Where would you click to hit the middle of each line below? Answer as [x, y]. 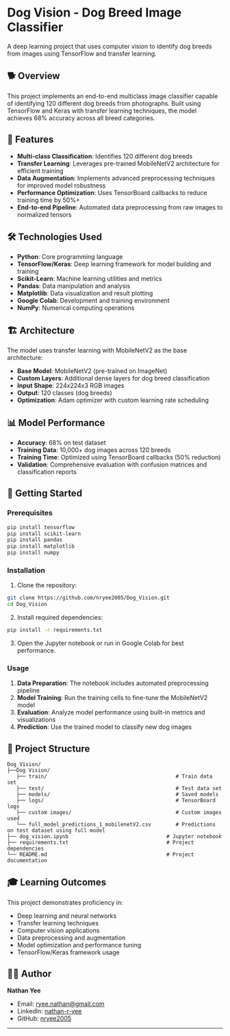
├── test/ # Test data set [119, 789]
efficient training [40, 170]
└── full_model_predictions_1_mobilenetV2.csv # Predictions [116, 825]
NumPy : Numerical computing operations [76, 308]
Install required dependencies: [60, 618]
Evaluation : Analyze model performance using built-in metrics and [111, 712]
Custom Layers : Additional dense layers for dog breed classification [113, 379]
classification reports [47, 472]
